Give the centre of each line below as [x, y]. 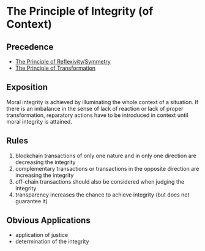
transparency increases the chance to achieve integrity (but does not [102, 195]
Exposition [27, 87]
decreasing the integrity [45, 162]
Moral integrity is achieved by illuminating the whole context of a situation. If [102, 102]
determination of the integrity [52, 242]
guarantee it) [31, 201]
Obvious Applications [48, 221]
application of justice [42, 235]
